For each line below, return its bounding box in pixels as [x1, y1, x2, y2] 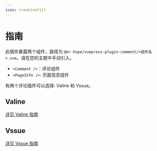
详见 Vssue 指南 [5, 140, 39, 146]
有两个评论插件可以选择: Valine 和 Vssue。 [5, 82, 93, 88]
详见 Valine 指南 [5, 112, 38, 118]
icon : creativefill [5, 7, 46, 13]
